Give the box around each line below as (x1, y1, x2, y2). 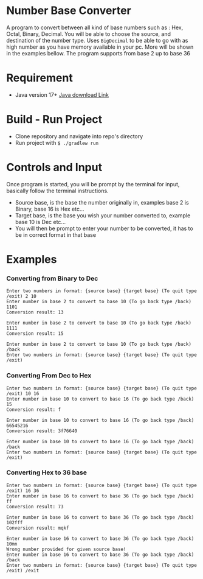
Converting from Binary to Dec (6, 274, 98, 282)
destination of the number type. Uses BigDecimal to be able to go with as (6, 37, 188, 44)
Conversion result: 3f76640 (6, 427, 78, 434)
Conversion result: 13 (6, 309, 64, 315)
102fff (6, 519, 23, 525)
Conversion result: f (6, 406, 61, 413)
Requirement (6, 71, 73, 85)
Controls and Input (6, 161, 102, 174)
